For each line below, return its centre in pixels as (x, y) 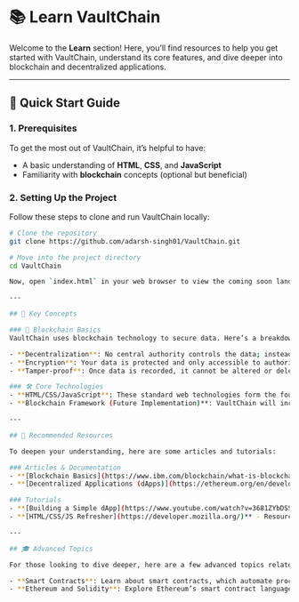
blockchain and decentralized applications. (88, 67)
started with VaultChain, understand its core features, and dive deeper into (146, 57)
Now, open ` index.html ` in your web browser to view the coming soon (141, 282)
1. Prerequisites (43, 128)
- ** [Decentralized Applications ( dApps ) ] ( (91, 484)
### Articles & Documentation (65, 468)
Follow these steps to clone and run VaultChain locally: (109, 217)
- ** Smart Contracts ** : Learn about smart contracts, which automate (141, 581)
